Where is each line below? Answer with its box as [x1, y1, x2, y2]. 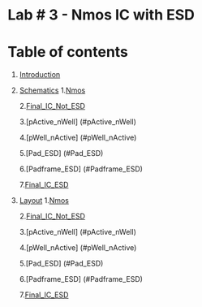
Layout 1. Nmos [19, 196, 70, 205]
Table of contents [7, 43, 129, 62]
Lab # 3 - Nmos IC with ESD [7, 6, 196, 24]
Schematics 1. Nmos [19, 85, 86, 95]
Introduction [19, 70, 61, 80]
